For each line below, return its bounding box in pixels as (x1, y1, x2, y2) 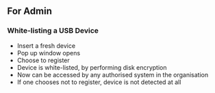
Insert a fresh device (16, 41, 76, 50)
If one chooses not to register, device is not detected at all (16, 78, 181, 86)
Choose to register (16, 56, 70, 64)
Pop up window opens (16, 49, 81, 57)
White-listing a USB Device (7, 26, 99, 36)
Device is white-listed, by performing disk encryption (16, 63, 167, 71)
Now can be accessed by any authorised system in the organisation (16, 70, 209, 79)
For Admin (7, 5, 53, 17)
